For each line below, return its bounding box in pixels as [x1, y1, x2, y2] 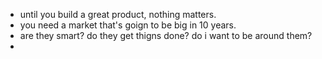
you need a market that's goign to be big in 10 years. [19, 19, 237, 31]
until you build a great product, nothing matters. [19, 9, 217, 20]
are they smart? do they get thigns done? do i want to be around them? [19, 30, 313, 41]
